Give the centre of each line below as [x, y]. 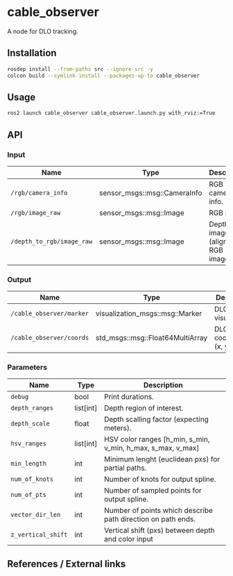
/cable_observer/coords [50, 338]
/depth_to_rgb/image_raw [52, 241]
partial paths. [125, 468]
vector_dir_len [36, 515]
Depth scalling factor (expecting [156, 419]
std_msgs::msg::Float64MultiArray [152, 338]
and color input [129, 539]
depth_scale [31, 424]
